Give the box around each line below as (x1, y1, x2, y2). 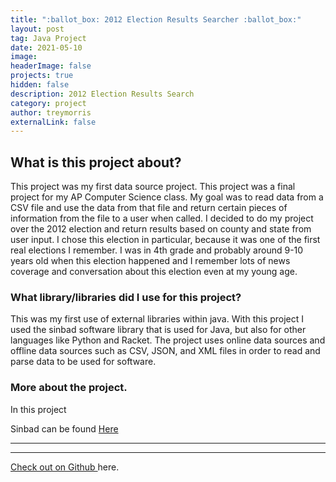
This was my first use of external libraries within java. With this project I (10, 313, 305, 325)
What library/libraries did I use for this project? (10, 290, 242, 304)
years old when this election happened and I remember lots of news (10, 255, 291, 267)
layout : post (10, 24, 65, 34)
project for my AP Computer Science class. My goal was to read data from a (10, 191, 324, 203)
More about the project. (10, 381, 128, 395)
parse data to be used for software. (10, 356, 157, 368)
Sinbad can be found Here (10, 422, 119, 435)
